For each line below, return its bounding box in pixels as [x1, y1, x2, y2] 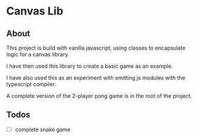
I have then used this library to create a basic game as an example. [6, 62, 173, 69]
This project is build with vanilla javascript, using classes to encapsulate [6, 44, 186, 51]
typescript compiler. [6, 80, 56, 88]
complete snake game [15, 126, 71, 133]
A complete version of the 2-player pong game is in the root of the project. [6, 92, 193, 99]
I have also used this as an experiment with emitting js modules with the [6, 74, 186, 81]
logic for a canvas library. [6, 51, 70, 58]
